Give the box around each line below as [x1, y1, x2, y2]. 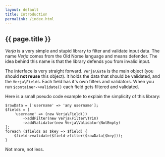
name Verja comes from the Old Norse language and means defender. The [5, 53, 158, 59]
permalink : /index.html [5, 16, 55, 21]
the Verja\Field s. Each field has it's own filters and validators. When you [5, 79, 155, 85]
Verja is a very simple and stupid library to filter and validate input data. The [5, 48, 160, 54]
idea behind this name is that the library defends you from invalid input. [5, 58, 151, 64]
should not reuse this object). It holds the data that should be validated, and [5, 73, 160, 79]
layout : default [5, 7, 39, 12]
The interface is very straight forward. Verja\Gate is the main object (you [5, 68, 154, 74]
